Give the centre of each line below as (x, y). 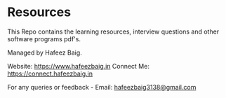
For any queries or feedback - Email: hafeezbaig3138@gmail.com (102, 87)
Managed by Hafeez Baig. (45, 52)
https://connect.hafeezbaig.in (50, 73)
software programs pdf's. (44, 38)
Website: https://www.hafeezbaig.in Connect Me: (78, 66)
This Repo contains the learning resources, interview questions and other (113, 31)
